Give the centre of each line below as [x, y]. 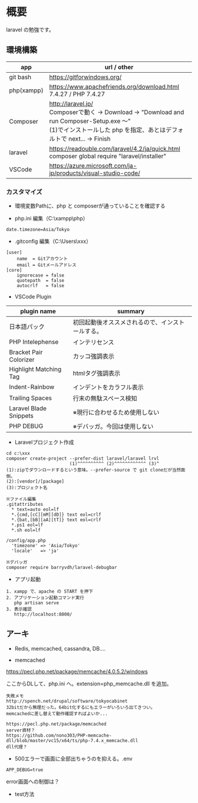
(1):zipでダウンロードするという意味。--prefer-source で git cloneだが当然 [94, 470]
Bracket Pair [26, 352]
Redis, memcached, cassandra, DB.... [60, 648]
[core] [14, 270]
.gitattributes [25, 505]
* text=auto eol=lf [35, 510]
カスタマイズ [24, 191]
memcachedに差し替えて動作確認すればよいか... [57, 713]
